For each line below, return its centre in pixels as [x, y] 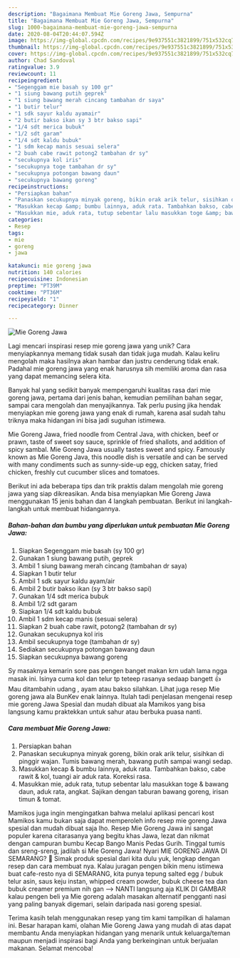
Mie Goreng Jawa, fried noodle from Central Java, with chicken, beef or [114, 434]
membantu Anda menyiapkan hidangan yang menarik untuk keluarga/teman [119, 933]
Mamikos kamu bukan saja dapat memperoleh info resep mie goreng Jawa [118, 821]
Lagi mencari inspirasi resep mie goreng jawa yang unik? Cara [99, 346]
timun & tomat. [40, 800]
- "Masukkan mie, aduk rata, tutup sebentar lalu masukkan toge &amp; [115, 213]
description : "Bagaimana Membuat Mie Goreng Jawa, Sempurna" [101, 14]
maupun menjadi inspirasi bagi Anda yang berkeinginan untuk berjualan [113, 941]
